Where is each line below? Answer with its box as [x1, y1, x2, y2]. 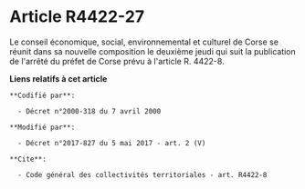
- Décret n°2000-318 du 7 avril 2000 [17, 106, 162, 115]
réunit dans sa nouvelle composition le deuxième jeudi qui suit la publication [9, 45, 297, 56]
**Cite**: [9, 154, 47, 164]
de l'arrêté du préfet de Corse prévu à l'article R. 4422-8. [9, 55, 226, 66]
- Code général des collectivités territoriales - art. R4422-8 [17, 170, 268, 179]
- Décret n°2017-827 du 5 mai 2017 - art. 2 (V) [17, 138, 206, 147]
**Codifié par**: [9, 91, 76, 100]
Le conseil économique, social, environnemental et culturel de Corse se [9, 36, 279, 47]
